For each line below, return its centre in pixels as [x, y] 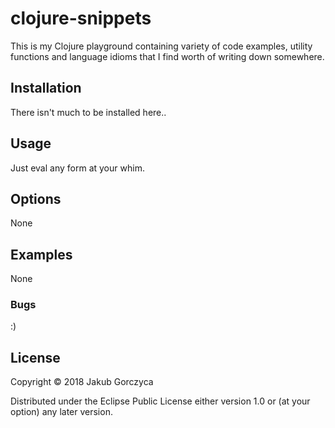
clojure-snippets [81, 18]
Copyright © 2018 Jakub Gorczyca [82, 382]
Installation [46, 88]
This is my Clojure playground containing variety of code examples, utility [161, 46]
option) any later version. [61, 412]
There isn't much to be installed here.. [88, 112]
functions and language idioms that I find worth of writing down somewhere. [167, 56]
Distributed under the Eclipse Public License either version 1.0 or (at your [160, 401]
